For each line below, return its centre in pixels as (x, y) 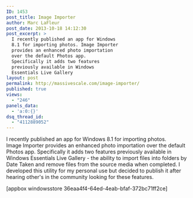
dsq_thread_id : (25, 117)
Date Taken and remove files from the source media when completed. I (93, 165)
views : (14, 95)
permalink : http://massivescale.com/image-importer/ (73, 84)
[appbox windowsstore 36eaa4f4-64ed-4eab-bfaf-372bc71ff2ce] (87, 188)
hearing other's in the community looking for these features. (80, 177)
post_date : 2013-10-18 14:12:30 (46, 28)
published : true (26, 89)
